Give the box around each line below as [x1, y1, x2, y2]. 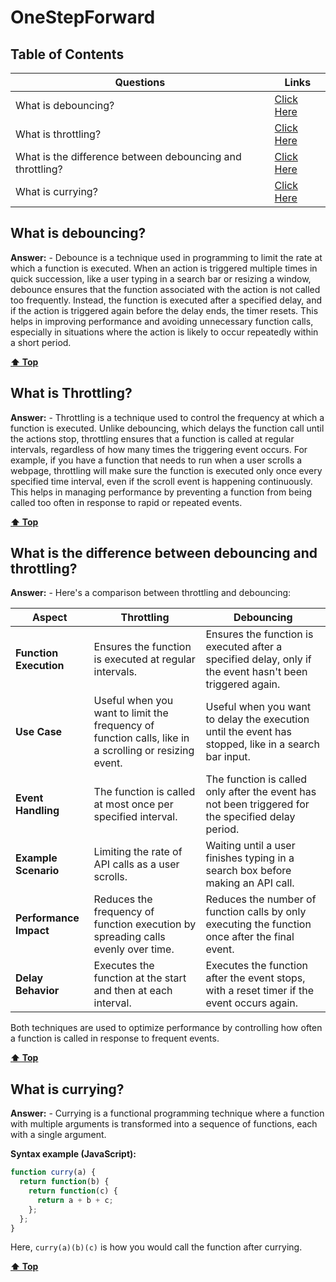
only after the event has [205, 785, 317, 799]
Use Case [15, 725, 63, 739]
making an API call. [205, 876, 295, 890]
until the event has [205, 725, 292, 739]
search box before [205, 864, 292, 878]
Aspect [31, 611, 68, 625]
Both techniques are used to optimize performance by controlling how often [10, 1022, 323, 1034]
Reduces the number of [205, 892, 317, 906]
